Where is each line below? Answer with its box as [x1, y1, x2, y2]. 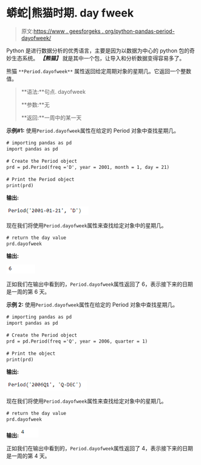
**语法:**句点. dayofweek [21, 88, 86, 95]
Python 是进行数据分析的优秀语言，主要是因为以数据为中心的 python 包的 [6, 47, 190, 54]
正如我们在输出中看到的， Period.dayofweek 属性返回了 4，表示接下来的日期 [6, 444, 193, 452]
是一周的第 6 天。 [6, 288, 50, 295]
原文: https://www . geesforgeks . [21, 27, 104, 35]
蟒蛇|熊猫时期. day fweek [6, 6, 134, 20]
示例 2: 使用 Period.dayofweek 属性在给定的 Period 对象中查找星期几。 [6, 300, 178, 308]
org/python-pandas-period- [104, 27, 175, 35]
